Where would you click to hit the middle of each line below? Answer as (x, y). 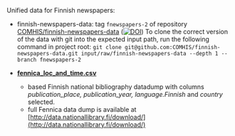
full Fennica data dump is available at (82, 109)
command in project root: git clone (69, 47)
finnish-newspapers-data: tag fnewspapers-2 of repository (102, 24)
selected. (41, 102)
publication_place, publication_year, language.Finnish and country (125, 94)
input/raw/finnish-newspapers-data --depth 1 (150, 53)
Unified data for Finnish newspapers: (61, 10)
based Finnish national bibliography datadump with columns (116, 87)
